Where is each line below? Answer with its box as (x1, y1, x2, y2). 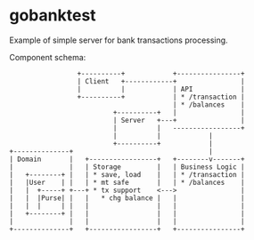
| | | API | (77, 84, 245, 93)
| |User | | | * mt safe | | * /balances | (9, 178, 245, 187)
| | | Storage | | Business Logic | (9, 162, 245, 172)
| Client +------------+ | (77, 76, 245, 85)
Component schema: (9, 52, 86, 62)
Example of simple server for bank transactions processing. (9, 35, 229, 45)
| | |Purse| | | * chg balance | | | (9, 193, 245, 203)
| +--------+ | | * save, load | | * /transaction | (9, 170, 245, 179)
